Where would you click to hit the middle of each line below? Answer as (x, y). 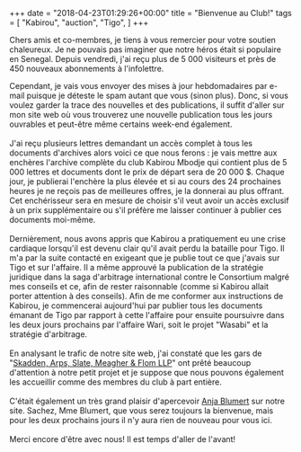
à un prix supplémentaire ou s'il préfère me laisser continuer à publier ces (146, 210)
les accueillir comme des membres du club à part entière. (115, 382)
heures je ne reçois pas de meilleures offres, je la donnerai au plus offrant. (147, 191)
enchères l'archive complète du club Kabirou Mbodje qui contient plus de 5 (148, 162)
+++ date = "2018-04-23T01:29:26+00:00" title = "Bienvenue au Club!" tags (150, 13)
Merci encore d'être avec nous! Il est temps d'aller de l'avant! (123, 439)
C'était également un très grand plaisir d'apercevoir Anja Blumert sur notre (147, 401)
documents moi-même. (53, 220)
